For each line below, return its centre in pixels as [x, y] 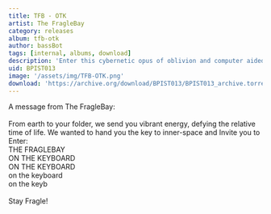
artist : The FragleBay [46, 23]
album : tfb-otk [34, 38]
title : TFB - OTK [38, 16]
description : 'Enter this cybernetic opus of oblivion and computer [126, 61]
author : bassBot [35, 46]
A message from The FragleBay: [62, 107]
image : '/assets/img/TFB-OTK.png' [67, 76]
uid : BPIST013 [32, 69]
